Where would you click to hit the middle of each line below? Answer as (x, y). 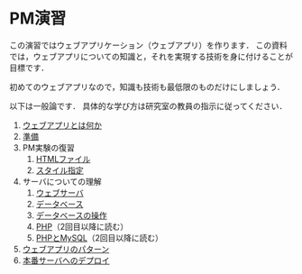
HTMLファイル (63, 159)
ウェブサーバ (59, 192)
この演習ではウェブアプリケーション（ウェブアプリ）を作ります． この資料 (149, 45)
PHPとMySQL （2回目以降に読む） (100, 237)
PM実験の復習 (48, 147)
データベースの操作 (71, 215)
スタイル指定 (59, 170)
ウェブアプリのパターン (66, 249)
